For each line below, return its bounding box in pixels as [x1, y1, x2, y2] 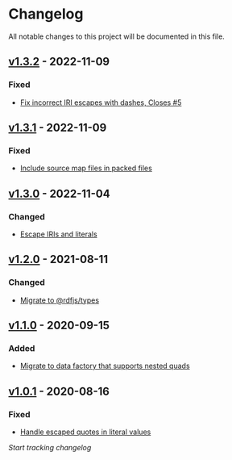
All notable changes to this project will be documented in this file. [8, 31, 226, 41]
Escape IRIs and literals [19, 229, 98, 239]
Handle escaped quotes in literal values [19, 427, 151, 437]
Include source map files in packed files [19, 163, 153, 174]
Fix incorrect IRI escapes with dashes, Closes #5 [19, 98, 182, 107]
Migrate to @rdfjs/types [19, 295, 99, 305]
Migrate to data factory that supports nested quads [19, 361, 191, 371]
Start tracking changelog [8, 443, 92, 453]
